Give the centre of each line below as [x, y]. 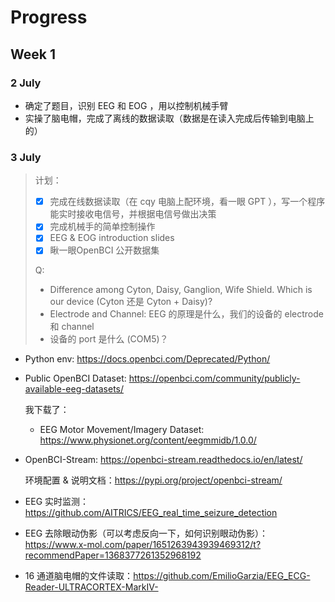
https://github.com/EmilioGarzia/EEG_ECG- [222, 576]
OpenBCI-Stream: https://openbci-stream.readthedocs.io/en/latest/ [163, 460]
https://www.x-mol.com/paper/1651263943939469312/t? [143, 545]
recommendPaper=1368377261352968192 [113, 555]
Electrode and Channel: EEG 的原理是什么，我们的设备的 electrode [186, 314]
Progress [49, 17]
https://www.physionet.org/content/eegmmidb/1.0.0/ [148, 440]
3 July [26, 157]
